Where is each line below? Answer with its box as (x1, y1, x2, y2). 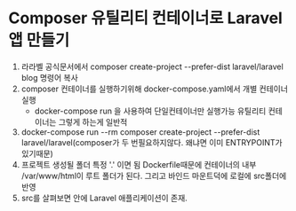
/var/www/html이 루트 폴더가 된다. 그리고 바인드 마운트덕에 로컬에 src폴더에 (20, 170, 287, 181)
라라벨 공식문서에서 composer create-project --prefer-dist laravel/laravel (20, 61, 284, 72)
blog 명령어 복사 (20, 72, 79, 82)
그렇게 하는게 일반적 (58, 116, 128, 127)
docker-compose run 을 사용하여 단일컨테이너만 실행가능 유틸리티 (34, 105, 267, 116)
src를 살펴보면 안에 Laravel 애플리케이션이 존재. (20, 192, 188, 203)
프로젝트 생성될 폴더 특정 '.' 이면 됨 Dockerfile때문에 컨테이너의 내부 (20, 159, 257, 169)
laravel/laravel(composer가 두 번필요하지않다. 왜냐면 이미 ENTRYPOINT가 (20, 137, 283, 147)
